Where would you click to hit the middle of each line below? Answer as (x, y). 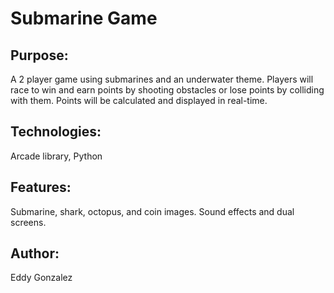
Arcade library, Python (56, 156)
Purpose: (39, 55)
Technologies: (56, 132)
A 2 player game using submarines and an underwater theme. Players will (162, 79)
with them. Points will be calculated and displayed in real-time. (139, 100)
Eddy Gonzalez (41, 278)
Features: (41, 187)
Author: (35, 253)
